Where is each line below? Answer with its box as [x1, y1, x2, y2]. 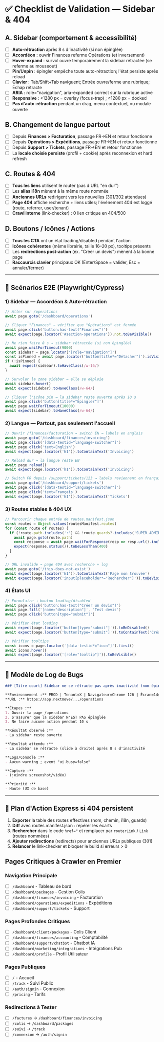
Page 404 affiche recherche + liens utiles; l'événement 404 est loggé [12, 199, 152, 205]
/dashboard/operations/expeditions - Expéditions [12, 900, 113, 906]
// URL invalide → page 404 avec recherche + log [5, 562, 108, 567]
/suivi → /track [12, 1026, 45, 1032]
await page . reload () [5, 462, 47, 468]
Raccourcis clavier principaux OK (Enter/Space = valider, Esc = [12, 259, 141, 265]
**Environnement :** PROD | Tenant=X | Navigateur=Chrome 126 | [5, 692, 139, 698]
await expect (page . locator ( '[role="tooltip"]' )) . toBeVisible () [5, 652, 137, 657]
